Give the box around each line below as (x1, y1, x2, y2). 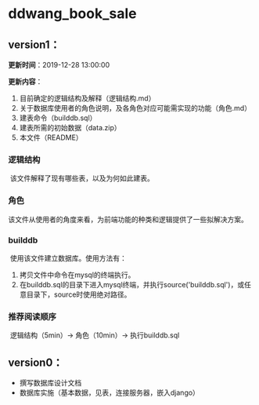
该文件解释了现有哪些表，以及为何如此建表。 (9, 173, 154, 183)
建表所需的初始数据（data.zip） (19, 123, 121, 132)
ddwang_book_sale (8, 5, 137, 23)
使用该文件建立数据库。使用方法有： (9, 253, 127, 263)
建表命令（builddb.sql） (19, 113, 97, 122)
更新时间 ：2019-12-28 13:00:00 (8, 60, 110, 69)
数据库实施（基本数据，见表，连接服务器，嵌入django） (19, 388, 200, 397)
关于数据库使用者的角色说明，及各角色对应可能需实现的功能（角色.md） (19, 104, 252, 112)
